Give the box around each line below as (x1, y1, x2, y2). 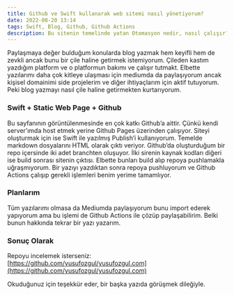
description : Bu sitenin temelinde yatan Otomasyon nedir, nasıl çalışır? (7, 29, 229, 37)
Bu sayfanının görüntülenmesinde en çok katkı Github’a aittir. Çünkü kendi (7, 119, 219, 127)
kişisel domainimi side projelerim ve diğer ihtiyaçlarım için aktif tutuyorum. (7, 78, 219, 87)
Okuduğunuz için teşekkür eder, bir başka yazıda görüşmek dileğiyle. (7, 280, 205, 289)
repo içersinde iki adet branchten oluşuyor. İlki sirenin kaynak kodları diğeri (7, 148, 222, 157)
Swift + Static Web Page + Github (7, 103, 122, 113)
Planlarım (7, 188, 40, 198)
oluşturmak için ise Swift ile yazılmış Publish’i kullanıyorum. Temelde (7, 134, 203, 142)
